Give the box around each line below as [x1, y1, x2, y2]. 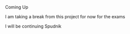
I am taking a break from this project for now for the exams [5, 14, 126, 19]
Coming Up [5, 4, 29, 10]
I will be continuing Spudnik [5, 23, 62, 29]
